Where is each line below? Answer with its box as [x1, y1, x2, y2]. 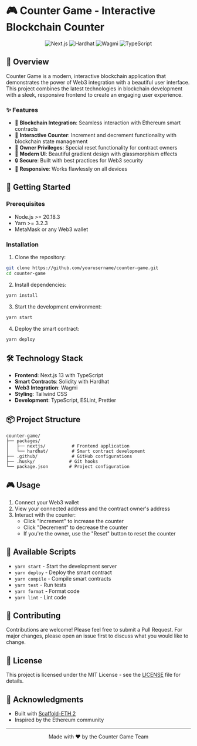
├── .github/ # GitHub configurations [6, 453, 133, 460]
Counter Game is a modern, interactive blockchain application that [6, 72, 166, 79]
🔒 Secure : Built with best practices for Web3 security [14, 157, 144, 164]
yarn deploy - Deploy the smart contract [14, 569, 113, 576]
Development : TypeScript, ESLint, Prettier [14, 396, 116, 404]
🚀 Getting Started [6, 182, 71, 192]
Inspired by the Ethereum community [14, 716, 104, 724]
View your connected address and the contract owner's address [14, 505, 171, 512]
